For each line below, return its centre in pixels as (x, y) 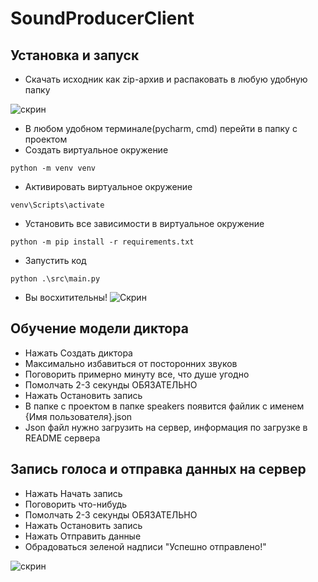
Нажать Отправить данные (83, 536)
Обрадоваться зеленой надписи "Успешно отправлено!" (145, 546)
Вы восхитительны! (66, 297)
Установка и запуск (75, 55)
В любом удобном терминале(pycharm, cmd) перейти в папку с (161, 128)
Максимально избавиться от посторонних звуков (131, 363)
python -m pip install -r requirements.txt (102, 242)
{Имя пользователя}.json (78, 416)
